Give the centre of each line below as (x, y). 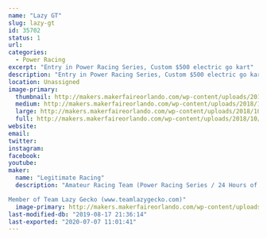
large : (26, 112)
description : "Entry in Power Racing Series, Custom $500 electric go (128, 75)
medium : (28, 104)
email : (19, 133)
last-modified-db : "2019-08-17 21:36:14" (78, 214)
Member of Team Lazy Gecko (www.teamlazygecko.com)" (97, 199)
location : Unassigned (44, 82)
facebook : (25, 155)
